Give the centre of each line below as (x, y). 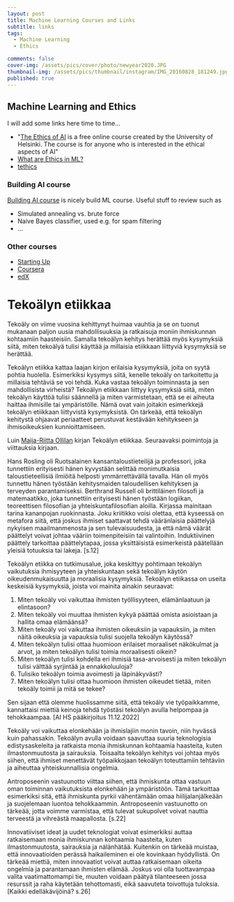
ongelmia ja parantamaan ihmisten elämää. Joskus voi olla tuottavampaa (111, 869)
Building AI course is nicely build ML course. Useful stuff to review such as (114, 200)
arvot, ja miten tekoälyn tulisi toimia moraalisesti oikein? (97, 651)
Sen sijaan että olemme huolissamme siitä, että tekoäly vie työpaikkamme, (114, 702)
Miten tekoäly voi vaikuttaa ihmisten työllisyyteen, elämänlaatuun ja (114, 599)
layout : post (26, 14)
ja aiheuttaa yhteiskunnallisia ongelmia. (63, 768)
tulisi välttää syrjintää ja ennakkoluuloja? (75, 666)
